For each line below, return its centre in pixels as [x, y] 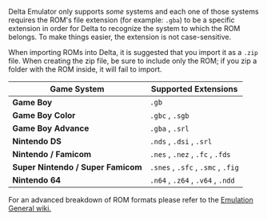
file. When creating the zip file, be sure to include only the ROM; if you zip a [133, 61]
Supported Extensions [194, 89]
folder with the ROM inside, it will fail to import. [85, 69]
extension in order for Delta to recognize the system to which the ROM [124, 28]
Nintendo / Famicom [52, 154]
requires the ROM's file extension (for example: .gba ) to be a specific [122, 20]
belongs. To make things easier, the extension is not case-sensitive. [120, 37]
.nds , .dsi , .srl [181, 141]
